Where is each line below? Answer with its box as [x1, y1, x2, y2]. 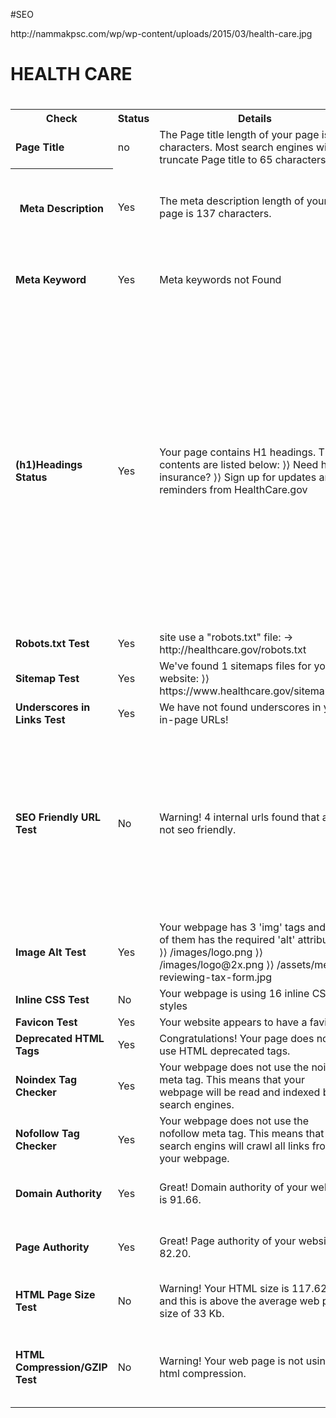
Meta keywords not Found [159, 273, 282, 287]
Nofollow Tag [15, 1127, 80, 1141]
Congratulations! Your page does [159, 1032, 315, 1046]
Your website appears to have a [159, 1015, 308, 1029]
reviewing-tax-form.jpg [159, 970, 273, 984]
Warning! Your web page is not [159, 1354, 304, 1368]
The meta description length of [159, 194, 305, 208]
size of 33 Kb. [159, 1307, 225, 1321]
